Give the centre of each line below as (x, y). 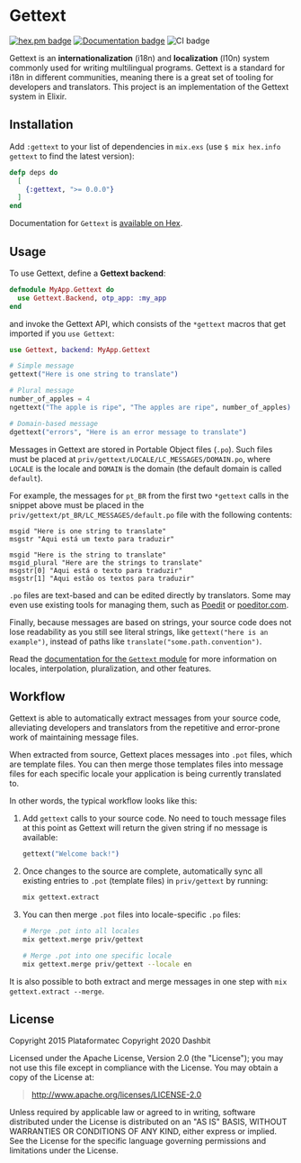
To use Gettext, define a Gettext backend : (88, 273)
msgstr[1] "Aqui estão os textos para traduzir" (102, 578)
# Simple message (42, 366)
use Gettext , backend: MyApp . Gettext (80, 350)
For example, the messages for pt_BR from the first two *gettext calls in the (149, 495)
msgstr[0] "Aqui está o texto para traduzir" (96, 570)
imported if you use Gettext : (62, 333)
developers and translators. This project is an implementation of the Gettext (149, 86)
